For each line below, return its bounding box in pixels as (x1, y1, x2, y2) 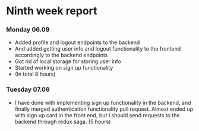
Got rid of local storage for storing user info (14, 58, 122, 65)
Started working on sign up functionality (14, 64, 113, 71)
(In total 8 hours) (14, 70, 56, 78)
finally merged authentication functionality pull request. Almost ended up (14, 105, 194, 113)
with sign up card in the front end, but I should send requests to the (14, 111, 180, 118)
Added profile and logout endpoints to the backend (14, 39, 140, 46)
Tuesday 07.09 (6, 85, 50, 93)
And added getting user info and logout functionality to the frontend (14, 45, 181, 52)
